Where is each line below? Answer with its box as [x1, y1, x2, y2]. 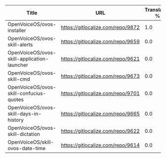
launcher [7, 62, 28, 68]
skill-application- [7, 55, 49, 62]
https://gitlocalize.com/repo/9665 [61, 111, 140, 117]
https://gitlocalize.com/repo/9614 [61, 142, 140, 149]
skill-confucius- [7, 90, 46, 97]
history [7, 117, 24, 123]
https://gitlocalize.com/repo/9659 [61, 38, 140, 45]
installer [7, 27, 26, 34]
